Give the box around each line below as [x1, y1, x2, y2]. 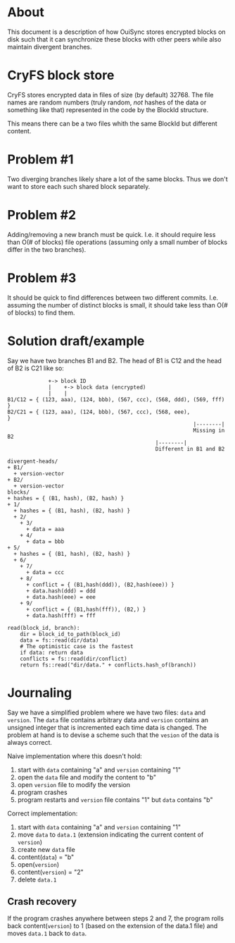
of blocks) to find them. [7, 308, 75, 317]
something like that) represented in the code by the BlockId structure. [7, 105, 209, 114]
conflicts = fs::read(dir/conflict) [20, 655, 128, 662]
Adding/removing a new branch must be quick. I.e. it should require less [7, 230, 216, 238]
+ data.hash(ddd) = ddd [25, 587, 96, 595]
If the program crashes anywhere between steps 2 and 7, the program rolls [7, 914, 224, 923]
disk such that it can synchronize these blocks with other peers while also [7, 35, 222, 43]
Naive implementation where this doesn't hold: [7, 752, 142, 760]
